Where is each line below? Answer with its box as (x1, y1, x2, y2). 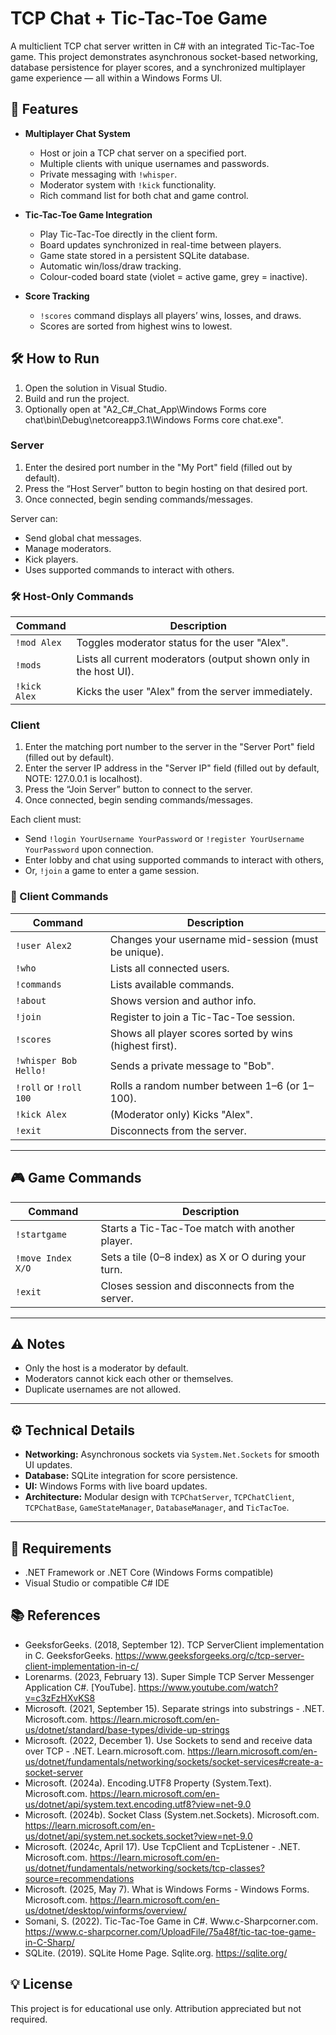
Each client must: (10, 813, 82, 826)
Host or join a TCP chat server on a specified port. (39, 147, 247, 159)
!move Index (15, 1252, 73, 1264)
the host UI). (76, 665, 135, 679)
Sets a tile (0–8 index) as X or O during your (100, 1250, 307, 1264)
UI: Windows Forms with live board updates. (24, 1480, 208, 1492)
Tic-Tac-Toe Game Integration (24, 208, 153, 221)
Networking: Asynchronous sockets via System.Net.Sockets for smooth (24, 1448, 320, 1461)
